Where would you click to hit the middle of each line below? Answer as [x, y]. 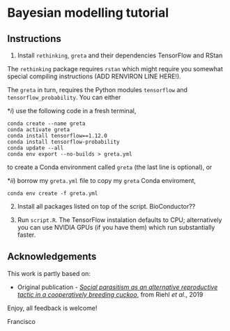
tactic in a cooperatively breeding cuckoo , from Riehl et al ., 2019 [110, 294]
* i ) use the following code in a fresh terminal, [72, 111]
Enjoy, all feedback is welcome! [52, 308]
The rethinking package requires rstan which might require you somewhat [115, 69]
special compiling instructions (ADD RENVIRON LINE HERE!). [94, 76]
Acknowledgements [52, 257]
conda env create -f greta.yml [53, 193]
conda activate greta [39, 130]
